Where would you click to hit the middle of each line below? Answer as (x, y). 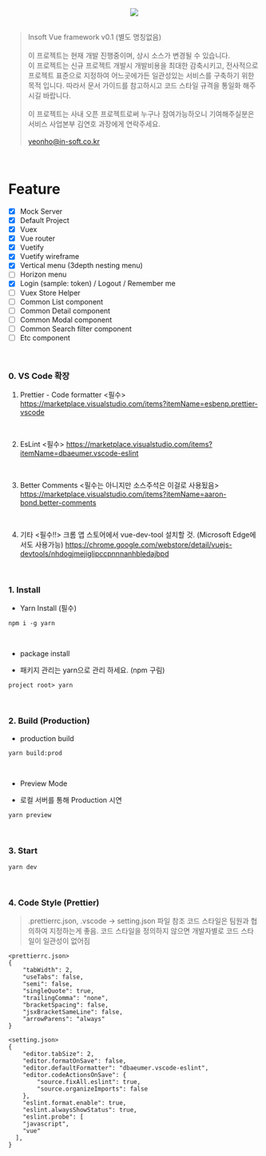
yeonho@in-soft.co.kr (64, 142)
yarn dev (23, 867)
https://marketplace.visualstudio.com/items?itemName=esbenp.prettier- (139, 404)
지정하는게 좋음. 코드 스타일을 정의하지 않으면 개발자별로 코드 (144, 931)
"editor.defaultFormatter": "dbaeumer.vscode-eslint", (116, 1068)
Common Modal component (66, 320)
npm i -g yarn (32, 624)
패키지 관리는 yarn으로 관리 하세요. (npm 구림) (92, 670)
